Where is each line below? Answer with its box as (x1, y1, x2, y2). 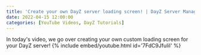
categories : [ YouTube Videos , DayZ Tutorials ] (6, 20, 124, 25)
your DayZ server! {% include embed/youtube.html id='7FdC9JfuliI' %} (6, 42, 181, 49)
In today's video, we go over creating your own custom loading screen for (6, 36, 188, 43)
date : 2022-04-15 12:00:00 (6, 14, 74, 20)
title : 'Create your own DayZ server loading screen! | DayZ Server (6, 8, 181, 15)
